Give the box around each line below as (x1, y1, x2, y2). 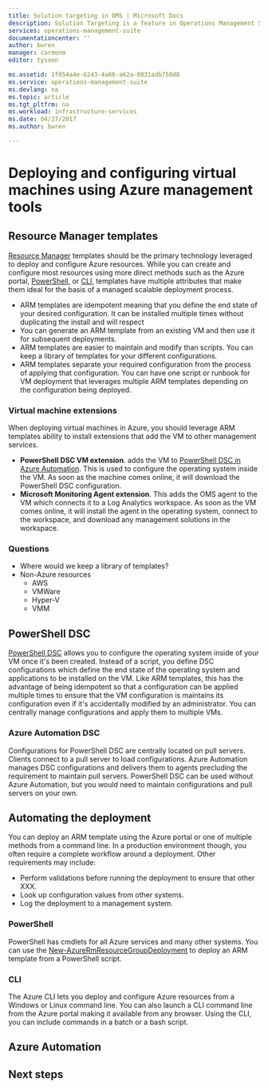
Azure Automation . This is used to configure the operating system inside (19, 464, 258, 473)
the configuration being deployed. (19, 385, 132, 394)
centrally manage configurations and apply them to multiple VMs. (8, 707, 223, 717)
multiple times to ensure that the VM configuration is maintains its (8, 691, 224, 700)
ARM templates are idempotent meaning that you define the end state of (19, 300, 258, 310)
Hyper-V (31, 596, 60, 605)
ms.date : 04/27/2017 (8, 115, 77, 124)
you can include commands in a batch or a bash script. (8, 1017, 189, 1027)
